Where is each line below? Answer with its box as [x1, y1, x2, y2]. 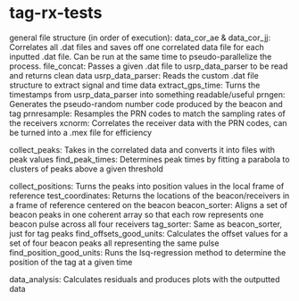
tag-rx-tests [9, 3, 103, 23]
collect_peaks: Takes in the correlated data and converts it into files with [9, 144, 275, 155]
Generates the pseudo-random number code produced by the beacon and [9, 98, 283, 109]
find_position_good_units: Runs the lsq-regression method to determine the [9, 247, 287, 257]
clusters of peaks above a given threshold [9, 163, 163, 174]
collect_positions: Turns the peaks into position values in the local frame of [9, 180, 285, 191]
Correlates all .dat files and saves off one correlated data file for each [9, 41, 265, 52]
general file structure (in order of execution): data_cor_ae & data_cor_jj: [9, 32, 270, 43]
